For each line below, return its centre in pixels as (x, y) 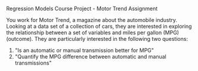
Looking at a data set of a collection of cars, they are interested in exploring (99, 26)
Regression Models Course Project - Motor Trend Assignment (82, 9)
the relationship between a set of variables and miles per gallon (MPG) (93, 33)
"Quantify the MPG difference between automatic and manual (91, 57)
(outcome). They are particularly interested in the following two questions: (97, 39)
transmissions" (33, 63)
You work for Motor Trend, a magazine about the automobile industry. (92, 20)
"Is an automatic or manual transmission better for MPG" (84, 50)
